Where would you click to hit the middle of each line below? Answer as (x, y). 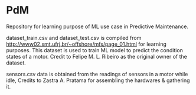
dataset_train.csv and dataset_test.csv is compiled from (74, 38)
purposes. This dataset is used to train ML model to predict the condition (94, 50)
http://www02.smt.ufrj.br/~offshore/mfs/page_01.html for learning (86, 44)
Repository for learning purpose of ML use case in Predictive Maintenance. (97, 26)
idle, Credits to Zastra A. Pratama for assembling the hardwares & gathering (98, 80)
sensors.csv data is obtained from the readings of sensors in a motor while (97, 74)
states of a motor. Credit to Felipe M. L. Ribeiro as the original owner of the (97, 56)
